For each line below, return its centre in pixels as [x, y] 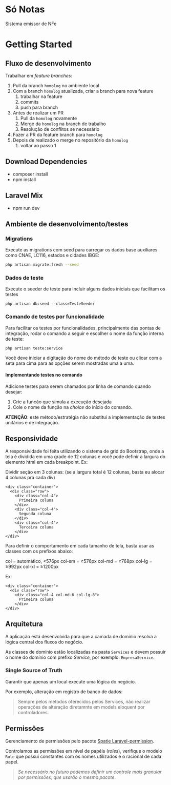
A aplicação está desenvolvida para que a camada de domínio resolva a [81, 636]
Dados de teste [24, 278]
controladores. [33, 712]
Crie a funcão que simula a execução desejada [62, 402]
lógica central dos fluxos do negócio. [44, 642]
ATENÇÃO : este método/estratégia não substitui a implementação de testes [85, 417]
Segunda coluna [35, 514]
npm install [24, 179]
